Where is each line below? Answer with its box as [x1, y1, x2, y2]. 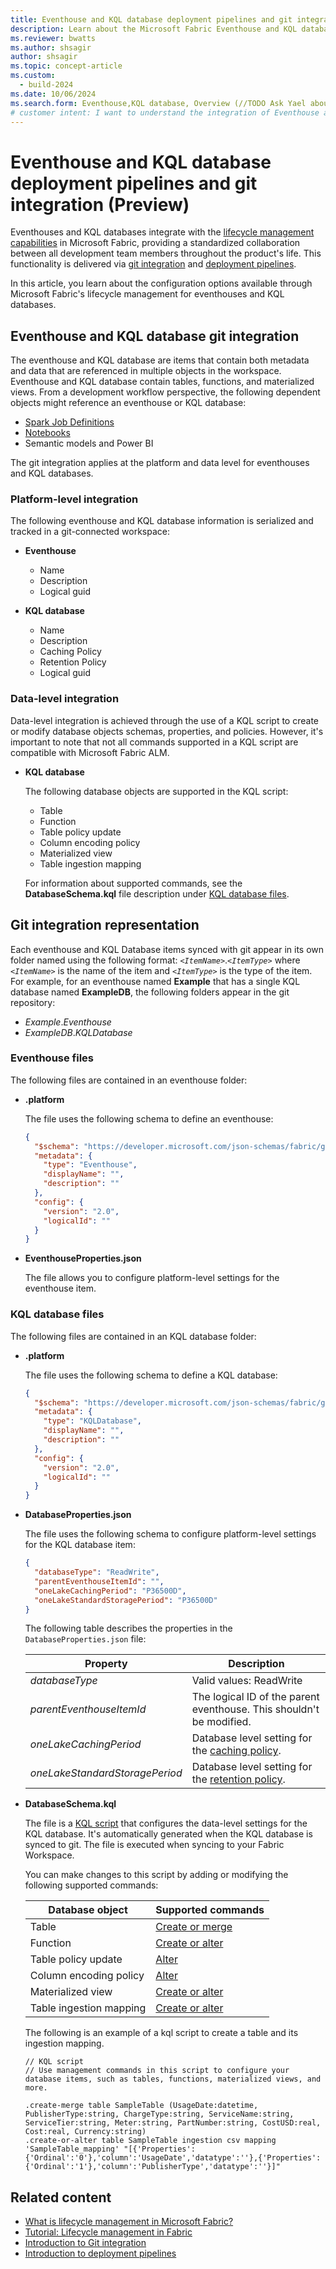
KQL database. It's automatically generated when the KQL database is [24, 1828, 313, 1840]
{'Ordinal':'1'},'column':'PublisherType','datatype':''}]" [24, 2162, 281, 2172]
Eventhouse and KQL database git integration [10, 327, 300, 345]
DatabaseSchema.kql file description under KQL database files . [24, 887, 290, 900]
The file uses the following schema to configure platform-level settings [24, 1528, 317, 1540]
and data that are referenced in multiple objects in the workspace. [10, 365, 282, 377]
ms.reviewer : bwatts [10, 33, 97, 43]
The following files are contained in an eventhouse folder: [10, 1074, 248, 1086]
